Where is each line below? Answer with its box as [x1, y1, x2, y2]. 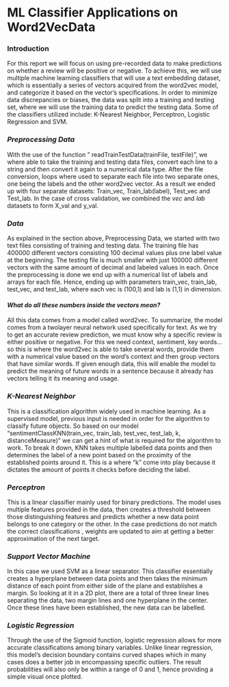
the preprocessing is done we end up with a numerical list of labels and [7, 271, 208, 279]
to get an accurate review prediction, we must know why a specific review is [7, 330, 222, 339]
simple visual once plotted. [7, 673, 83, 681]
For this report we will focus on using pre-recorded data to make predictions [7, 60, 222, 68]
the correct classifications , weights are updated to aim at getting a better [7, 527, 214, 535]
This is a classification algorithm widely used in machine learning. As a [7, 407, 206, 415]
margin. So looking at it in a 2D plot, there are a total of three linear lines [7, 589, 210, 597]
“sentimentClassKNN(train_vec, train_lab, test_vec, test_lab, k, [7, 429, 181, 437]
